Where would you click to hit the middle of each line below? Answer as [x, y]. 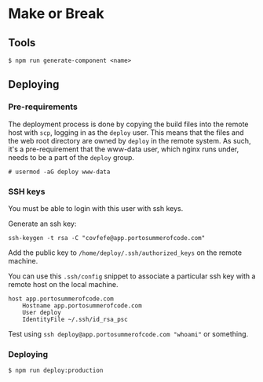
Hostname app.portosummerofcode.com [82, 306]
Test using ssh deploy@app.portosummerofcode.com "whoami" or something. [128, 333]
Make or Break [56, 14]
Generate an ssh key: [42, 224]
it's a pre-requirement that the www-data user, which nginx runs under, [124, 149]
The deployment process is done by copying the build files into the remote [128, 124]
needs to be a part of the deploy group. [71, 157]
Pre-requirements [43, 107]
